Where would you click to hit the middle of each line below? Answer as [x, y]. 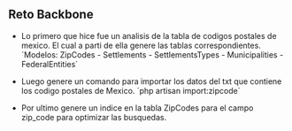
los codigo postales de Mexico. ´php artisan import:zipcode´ [131, 90]
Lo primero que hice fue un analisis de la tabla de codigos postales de [149, 35]
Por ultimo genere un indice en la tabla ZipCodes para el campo [137, 108]
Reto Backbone [51, 15]
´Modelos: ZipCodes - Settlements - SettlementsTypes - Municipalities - [152, 54]
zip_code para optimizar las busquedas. [94, 117]
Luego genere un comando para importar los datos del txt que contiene [151, 81]
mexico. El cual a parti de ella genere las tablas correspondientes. [141, 45]
